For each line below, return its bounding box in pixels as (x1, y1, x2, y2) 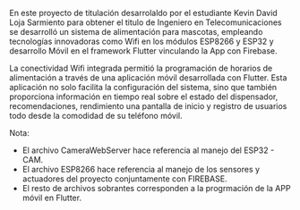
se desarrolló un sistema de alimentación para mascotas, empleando (9, 27, 263, 37)
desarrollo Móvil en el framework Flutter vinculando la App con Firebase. (9, 46, 278, 56)
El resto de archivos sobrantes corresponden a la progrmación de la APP (21, 183, 291, 193)
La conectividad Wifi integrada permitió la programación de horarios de (9, 63, 273, 73)
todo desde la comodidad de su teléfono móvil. (9, 111, 183, 121)
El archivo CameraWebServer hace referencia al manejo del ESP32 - (21, 145, 275, 155)
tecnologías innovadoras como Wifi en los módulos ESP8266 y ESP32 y (9, 36, 275, 46)
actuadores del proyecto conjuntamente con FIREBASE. (21, 173, 227, 184)
